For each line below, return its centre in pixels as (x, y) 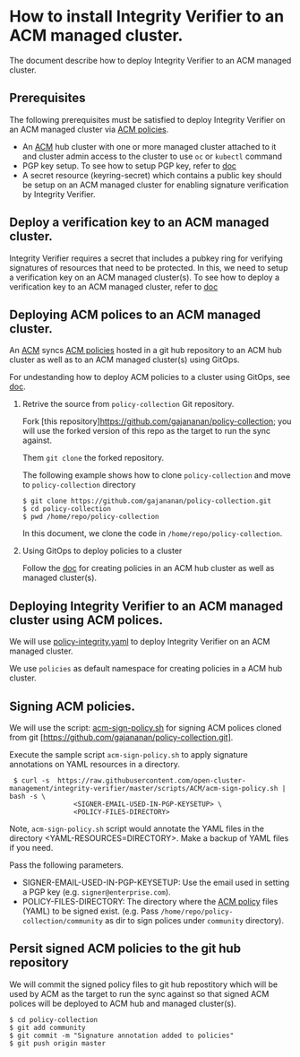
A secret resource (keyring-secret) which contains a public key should (152, 175)
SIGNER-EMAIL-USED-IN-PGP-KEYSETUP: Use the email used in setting (156, 882)
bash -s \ (28, 796)
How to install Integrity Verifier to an (147, 17)
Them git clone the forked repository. (93, 458)
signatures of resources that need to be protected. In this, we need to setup (149, 267)
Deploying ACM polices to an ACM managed (135, 314)
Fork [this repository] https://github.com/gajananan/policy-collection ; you (157, 421)
